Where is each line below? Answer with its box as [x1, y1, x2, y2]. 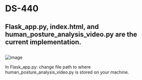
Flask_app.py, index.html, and [5, 23, 99, 31]
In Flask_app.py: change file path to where [5, 64, 91, 70]
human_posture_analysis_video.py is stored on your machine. [5, 69, 129, 75]
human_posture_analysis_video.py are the [5, 30, 138, 38]
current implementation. [5, 38, 82, 46]
